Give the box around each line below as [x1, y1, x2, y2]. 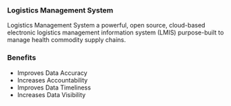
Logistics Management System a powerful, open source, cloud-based [7, 21, 205, 30]
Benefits [7, 53, 37, 63]
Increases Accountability [17, 76, 88, 84]
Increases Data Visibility [17, 90, 86, 98]
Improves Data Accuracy [17, 68, 88, 77]
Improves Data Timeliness [17, 83, 91, 92]
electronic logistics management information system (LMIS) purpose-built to [7, 28, 224, 36]
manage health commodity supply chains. [7, 36, 126, 44]
